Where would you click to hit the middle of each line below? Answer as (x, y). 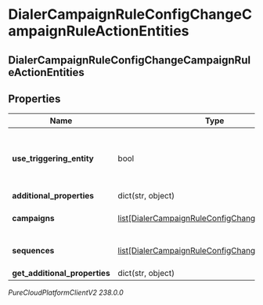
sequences (33, 251)
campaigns (33, 219)
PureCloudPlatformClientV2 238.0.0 (66, 292)
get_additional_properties (61, 274)
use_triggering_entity (53, 158)
